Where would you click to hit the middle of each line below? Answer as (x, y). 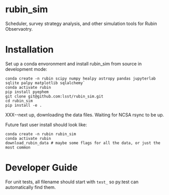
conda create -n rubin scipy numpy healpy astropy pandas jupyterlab (81, 78)
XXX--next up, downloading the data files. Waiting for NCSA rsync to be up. (85, 115)
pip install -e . (24, 105)
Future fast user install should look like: (46, 125)
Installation (30, 50)
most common (18, 147)
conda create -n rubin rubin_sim (41, 134)
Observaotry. (19, 29)
